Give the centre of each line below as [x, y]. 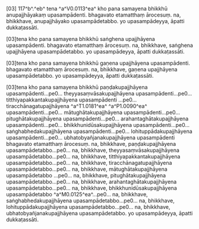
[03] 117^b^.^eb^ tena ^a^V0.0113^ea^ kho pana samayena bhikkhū [87, 9]
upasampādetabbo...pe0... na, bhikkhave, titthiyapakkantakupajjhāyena [93, 156]
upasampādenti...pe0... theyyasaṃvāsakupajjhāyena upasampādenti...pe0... [99, 93]
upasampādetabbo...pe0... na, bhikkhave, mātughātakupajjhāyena [87, 169]
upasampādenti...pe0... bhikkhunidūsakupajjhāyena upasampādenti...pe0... [98, 125]
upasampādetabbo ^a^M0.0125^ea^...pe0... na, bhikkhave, [77, 194]
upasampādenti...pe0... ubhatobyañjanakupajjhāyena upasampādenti [91, 138]
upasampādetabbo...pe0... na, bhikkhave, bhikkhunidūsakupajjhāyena [91, 188]
